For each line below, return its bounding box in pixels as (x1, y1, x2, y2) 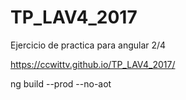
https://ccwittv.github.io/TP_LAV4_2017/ (10, 58, 176, 70)
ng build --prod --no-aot (10, 77, 112, 90)
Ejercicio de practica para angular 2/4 (10, 39, 167, 51)
